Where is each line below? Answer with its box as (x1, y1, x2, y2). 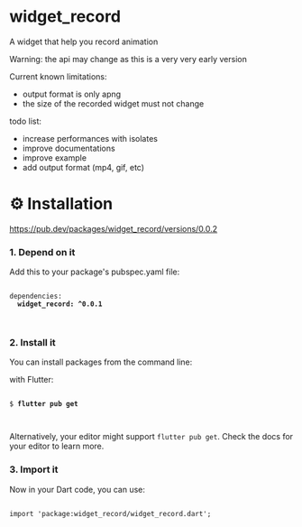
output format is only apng (22, 88, 122, 99)
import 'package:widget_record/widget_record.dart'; (9, 509, 212, 518)
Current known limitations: (9, 70, 107, 82)
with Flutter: (9, 374, 54, 385)
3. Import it (9, 463, 59, 476)
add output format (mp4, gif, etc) (22, 162, 145, 172)
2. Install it (9, 337, 56, 349)
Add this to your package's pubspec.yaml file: (9, 266, 180, 277)
